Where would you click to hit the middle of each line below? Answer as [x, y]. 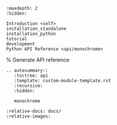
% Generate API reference [38, 60]
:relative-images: [28, 116]
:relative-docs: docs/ [34, 111]
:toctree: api [31, 76]
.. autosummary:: [27, 70]
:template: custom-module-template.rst [62, 81]
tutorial [17, 39]
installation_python [31, 34]
